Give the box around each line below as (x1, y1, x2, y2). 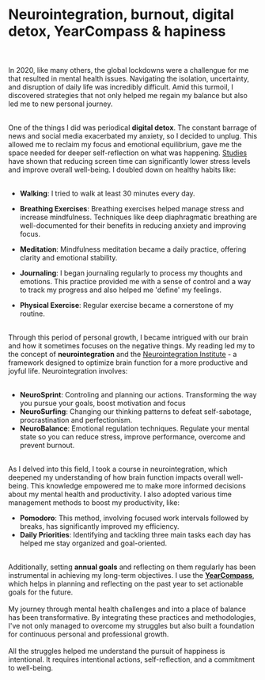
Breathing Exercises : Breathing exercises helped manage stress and (19, 203, 244, 213)
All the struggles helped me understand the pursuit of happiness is (8, 646, 225, 655)
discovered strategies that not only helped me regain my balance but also (8, 90, 248, 100)
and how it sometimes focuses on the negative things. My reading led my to (8, 340, 256, 350)
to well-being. (8, 663, 54, 672)
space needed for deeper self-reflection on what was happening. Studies (8, 148, 248, 158)
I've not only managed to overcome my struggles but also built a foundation (8, 621, 255, 630)
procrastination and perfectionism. (19, 415, 133, 424)
